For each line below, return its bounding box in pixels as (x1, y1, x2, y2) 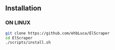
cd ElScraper (5, 35, 33, 40)
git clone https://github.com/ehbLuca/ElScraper (5, 30, 110, 36)
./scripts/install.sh (5, 40, 51, 45)
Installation (5, 4, 42, 13)
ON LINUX (5, 19, 31, 26)
